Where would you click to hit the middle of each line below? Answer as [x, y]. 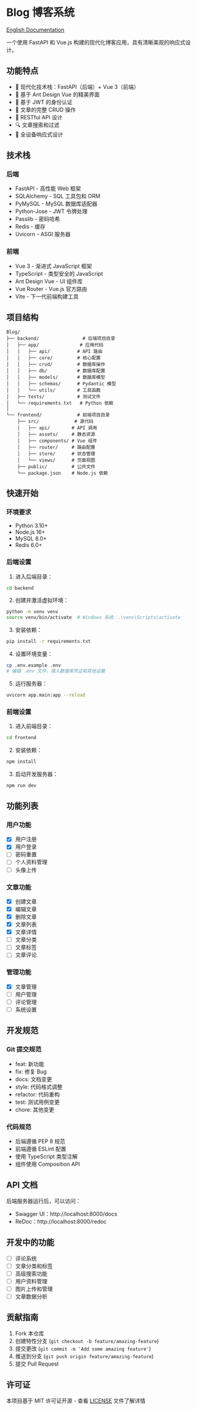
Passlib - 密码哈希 [38, 219]
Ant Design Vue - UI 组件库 [49, 281]
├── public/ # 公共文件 [56, 466]
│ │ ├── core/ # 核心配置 [54, 358]
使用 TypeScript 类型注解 [46, 1156]
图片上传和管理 [34, 1289]
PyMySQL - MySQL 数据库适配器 [56, 204]
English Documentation [36, 30]
